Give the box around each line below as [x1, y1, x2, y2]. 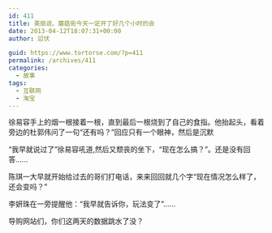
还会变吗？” [8, 182, 48, 192]
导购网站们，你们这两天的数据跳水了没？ [8, 216, 144, 227]
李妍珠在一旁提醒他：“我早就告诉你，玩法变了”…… [8, 199, 176, 209]
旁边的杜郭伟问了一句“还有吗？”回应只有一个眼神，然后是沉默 [8, 127, 214, 138]
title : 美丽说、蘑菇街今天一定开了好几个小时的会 [8, 19, 155, 28]
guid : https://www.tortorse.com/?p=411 [8, 49, 144, 57]
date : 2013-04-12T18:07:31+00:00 [8, 27, 122, 35]
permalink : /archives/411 [8, 57, 96, 65]
